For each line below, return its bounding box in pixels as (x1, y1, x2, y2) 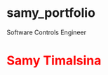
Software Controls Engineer (6, 28, 87, 36)
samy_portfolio (6, 5, 96, 21)
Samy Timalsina (6, 53, 102, 69)
